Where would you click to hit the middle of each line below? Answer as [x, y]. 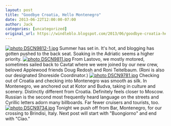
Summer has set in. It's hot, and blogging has [107, 48]
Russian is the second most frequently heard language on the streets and [82, 97]
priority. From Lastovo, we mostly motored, [75, 59]
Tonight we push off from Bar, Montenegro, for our [109, 108]
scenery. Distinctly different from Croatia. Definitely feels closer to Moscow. [84, 92]
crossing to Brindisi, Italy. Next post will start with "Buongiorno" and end [81, 113]
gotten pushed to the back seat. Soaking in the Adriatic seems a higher [80, 54]
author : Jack [19, 24]
